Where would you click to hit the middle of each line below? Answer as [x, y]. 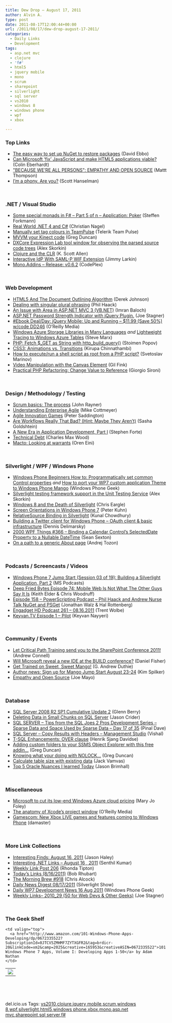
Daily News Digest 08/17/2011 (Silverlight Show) [63, 884]
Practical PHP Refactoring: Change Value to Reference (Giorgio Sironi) [87, 370]
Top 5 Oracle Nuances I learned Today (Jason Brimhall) [71, 766]
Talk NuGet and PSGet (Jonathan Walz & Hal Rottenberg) [73, 605]
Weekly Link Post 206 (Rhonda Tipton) [53, 868]
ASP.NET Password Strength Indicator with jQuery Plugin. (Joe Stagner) [89, 315]
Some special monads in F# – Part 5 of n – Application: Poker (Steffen [86, 215]
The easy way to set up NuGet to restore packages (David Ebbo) [81, 154]
